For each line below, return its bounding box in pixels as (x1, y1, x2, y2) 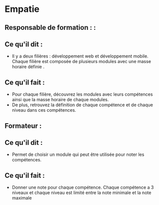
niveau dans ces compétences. (11, 107, 76, 113)
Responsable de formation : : (4, 23, 96, 32)
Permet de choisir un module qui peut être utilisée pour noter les (11, 151, 145, 157)
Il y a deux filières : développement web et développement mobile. (11, 53, 149, 59)
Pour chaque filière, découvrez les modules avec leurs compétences (11, 91, 153, 97)
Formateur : (4, 122, 42, 130)
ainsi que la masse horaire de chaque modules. (11, 97, 109, 103)
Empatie (4, 3, 40, 15)
